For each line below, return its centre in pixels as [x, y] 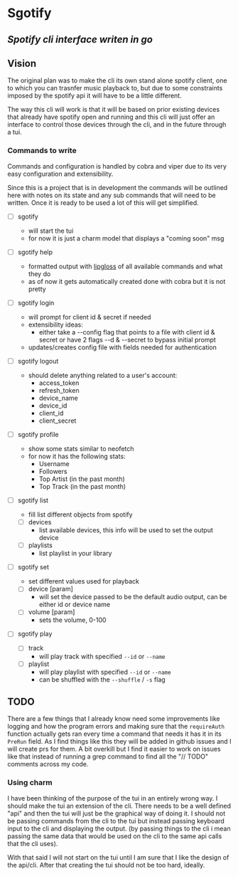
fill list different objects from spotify [80, 514]
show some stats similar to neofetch [81, 449]
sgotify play [35, 634]
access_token [59, 383]
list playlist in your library [75, 554]
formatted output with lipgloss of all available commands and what [125, 266]
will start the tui [51, 231]
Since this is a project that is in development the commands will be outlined [118, 187]
